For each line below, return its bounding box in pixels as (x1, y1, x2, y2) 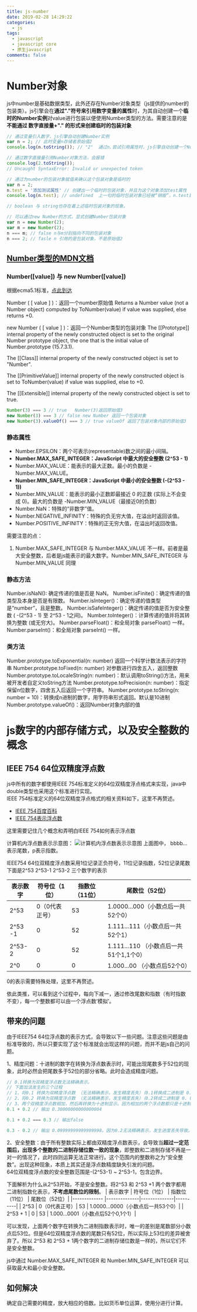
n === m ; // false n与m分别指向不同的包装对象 (6, 230, 112, 236)
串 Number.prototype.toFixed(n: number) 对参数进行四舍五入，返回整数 (6, 664, 178, 671)
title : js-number (6, 8, 49, 15)
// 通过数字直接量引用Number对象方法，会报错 (6, 155, 105, 161)
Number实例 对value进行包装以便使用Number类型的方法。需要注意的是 (16, 114, 188, 121)
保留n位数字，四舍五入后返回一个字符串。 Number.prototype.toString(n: (6, 686, 180, 694)
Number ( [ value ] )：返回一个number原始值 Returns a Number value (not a (6, 300, 189, 307)
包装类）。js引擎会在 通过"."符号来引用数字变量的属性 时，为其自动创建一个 (6, 107, 184, 114)
